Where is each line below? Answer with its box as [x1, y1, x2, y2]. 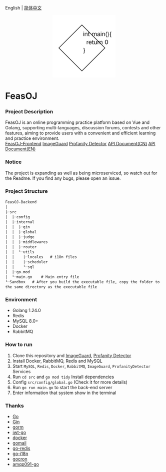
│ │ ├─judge [5, 235, 35, 240]
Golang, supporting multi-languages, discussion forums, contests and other [5, 125, 161, 131]
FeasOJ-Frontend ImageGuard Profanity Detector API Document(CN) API [5, 141, 156, 147]
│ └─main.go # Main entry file [5, 275, 79, 280]
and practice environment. [5, 135, 59, 141]
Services [12, 368, 31, 374]
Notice [5, 158, 22, 165]
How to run [5, 341, 32, 348]
